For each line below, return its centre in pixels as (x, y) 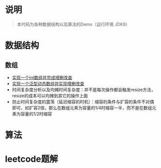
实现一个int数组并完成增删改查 (42, 77)
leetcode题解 (31, 159)
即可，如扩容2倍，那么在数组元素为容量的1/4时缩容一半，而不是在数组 (82, 107)
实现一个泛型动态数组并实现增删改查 (48, 83)
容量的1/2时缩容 (36, 114)
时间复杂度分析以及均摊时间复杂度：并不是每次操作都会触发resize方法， (84, 90)
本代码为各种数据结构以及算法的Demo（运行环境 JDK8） (73, 24)
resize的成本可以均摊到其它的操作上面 (50, 95)
